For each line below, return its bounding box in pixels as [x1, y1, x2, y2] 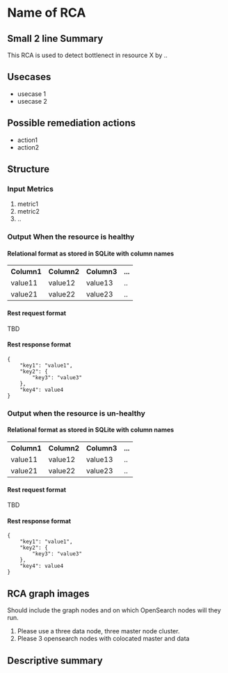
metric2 [17, 207, 40, 216]
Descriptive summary [7, 654, 103, 666]
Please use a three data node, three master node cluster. [17, 627, 180, 635]
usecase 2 [17, 97, 47, 105]
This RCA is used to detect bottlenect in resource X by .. [7, 51, 168, 59]
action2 [17, 143, 40, 151]
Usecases [7, 71, 51, 83]
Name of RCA [7, 5, 86, 21]
